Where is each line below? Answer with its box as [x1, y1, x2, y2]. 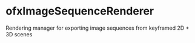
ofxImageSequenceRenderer [5, 4, 154, 18]
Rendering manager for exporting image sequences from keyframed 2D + [5, 24, 190, 31]
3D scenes [5, 30, 33, 38]
